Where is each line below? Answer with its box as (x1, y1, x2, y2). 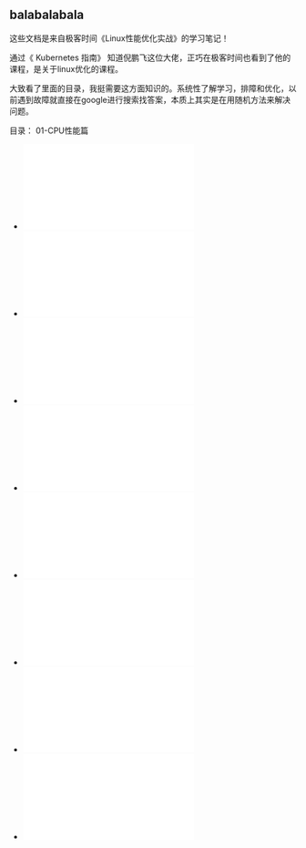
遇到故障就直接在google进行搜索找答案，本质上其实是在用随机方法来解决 (16, 94, 291, 105)
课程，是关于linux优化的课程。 (9, 63, 123, 74)
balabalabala (9, 7, 85, 23)
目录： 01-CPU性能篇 (9, 125, 89, 136)
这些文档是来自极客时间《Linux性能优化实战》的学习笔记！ (9, 32, 229, 44)
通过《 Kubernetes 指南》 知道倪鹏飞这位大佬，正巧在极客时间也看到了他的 (9, 52, 291, 63)
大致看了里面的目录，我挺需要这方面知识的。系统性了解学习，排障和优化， (9, 82, 289, 94)
